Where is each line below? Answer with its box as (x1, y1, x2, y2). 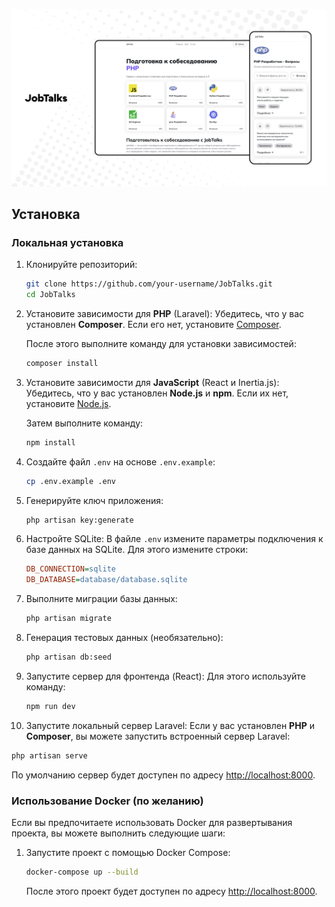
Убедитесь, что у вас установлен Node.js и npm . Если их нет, (25, 387, 289, 399)
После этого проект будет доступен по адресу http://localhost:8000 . (25, 885, 318, 897)
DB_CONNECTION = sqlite (25, 564, 116, 574)
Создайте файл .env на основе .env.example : (25, 455, 216, 468)
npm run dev (25, 701, 76, 711)
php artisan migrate (25, 614, 112, 624)
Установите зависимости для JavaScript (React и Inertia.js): (25, 376, 280, 388)
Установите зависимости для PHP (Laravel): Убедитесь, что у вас (25, 307, 305, 319)
